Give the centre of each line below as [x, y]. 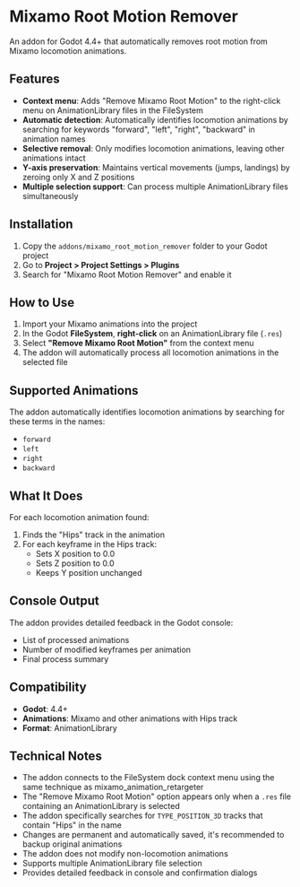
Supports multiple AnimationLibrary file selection [112, 864]
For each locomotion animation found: [79, 517]
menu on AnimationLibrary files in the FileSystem [113, 110]
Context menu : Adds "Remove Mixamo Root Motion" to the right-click [151, 100]
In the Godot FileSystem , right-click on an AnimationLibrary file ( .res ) [152, 334]
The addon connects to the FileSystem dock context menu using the [148, 778]
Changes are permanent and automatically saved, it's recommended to [153, 835]
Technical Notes [56, 757]
